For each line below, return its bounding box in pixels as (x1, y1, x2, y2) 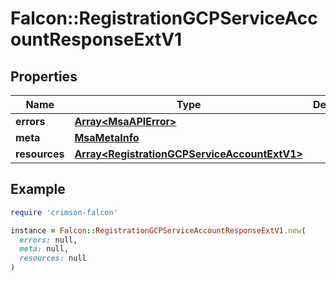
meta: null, (19, 244, 70, 254)
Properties (10, 68, 78, 85)
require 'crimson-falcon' (10, 207, 118, 217)
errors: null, (19, 235, 78, 245)
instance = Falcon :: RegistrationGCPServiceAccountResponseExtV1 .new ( (10, 225, 307, 236)
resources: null (19, 253, 87, 264)
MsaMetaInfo (74, 131, 140, 144)
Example (10, 181, 66, 198)
